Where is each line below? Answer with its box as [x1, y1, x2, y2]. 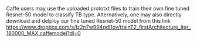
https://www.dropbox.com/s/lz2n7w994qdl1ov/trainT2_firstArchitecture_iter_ [6, 23, 191, 30]
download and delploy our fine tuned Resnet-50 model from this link [6, 17, 171, 24]
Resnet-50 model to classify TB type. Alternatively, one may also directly [6, 11, 182, 18]
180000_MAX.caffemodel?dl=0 [6, 30, 81, 37]
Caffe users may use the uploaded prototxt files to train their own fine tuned [6, 5, 189, 12]
